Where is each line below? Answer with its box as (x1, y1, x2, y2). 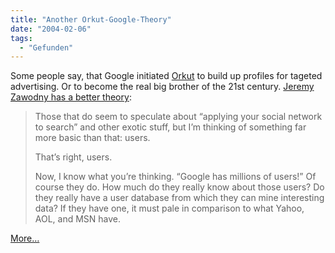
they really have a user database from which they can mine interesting (34, 192, 325, 204)
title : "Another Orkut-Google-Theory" (10, 14, 172, 25)
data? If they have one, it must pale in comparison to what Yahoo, (34, 202, 305, 215)
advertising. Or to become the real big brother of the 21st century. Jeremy (10, 81, 315, 93)
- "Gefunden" (19, 42, 74, 53)
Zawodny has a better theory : (10, 91, 132, 103)
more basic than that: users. (34, 132, 151, 144)
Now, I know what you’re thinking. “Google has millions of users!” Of (34, 171, 317, 183)
